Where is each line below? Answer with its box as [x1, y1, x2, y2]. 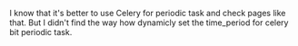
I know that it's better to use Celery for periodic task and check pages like [9, 8, 286, 18]
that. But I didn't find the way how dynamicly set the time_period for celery [9, 17, 289, 28]
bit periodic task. [9, 27, 73, 37]
